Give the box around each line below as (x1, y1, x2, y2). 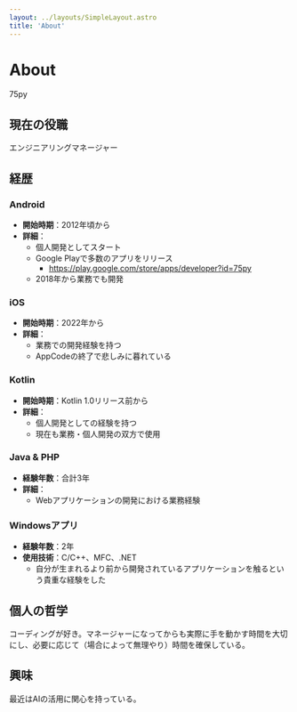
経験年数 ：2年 (21, 541, 75, 552)
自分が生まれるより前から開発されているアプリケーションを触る (35, 563, 269, 574)
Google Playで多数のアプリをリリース (35, 253, 173, 263)
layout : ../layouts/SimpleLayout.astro (9, 12, 157, 22)
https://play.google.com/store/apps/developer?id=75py (48, 263, 252, 273)
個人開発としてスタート (35, 241, 122, 252)
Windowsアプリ (9, 519, 78, 531)
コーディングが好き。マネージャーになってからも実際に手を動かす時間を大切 (9, 628, 288, 639)
